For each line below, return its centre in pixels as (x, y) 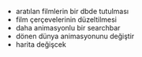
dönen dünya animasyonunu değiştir (75, 36)
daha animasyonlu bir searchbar (68, 28)
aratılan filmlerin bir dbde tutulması (72, 11)
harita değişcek (41, 45)
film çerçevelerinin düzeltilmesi (66, 20)
